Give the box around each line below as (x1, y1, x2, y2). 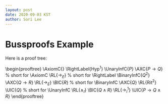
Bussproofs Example (5, 38, 94, 50)
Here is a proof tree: (5, 55, 47, 61)
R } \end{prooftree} (5, 93, 44, 99)
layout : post (5, 7, 33, 13)
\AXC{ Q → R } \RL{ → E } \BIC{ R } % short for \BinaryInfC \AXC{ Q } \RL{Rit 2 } (5, 79, 157, 86)
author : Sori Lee (5, 17, 42, 22)
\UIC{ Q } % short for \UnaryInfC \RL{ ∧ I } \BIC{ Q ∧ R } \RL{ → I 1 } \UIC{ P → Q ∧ (5, 86, 161, 94)
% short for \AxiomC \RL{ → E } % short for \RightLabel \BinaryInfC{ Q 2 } (5, 71, 150, 79)
